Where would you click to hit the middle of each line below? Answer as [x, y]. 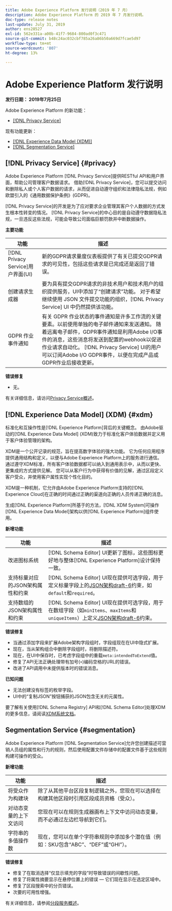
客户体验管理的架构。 [32, 440]
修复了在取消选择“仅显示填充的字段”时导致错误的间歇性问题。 [78, 873]
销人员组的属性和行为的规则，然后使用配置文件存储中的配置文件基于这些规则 [86, 750]
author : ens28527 [24, 29]
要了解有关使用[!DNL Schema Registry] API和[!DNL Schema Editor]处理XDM [85, 707]
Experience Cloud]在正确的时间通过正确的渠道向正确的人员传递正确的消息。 [85, 494]
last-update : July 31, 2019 [35, 24]
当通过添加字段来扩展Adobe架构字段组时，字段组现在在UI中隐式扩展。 [87, 643]
